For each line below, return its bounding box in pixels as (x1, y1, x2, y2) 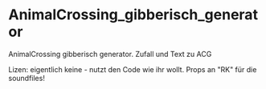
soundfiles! (8, 73, 46, 83)
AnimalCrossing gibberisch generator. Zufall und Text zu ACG (8, 49, 212, 59)
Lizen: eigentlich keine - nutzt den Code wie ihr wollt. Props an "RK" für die (8, 64, 257, 74)
